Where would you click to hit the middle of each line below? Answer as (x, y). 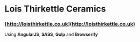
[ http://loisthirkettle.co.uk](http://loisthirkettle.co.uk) (70, 24)
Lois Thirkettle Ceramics (55, 9)
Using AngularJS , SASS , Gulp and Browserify (51, 34)
